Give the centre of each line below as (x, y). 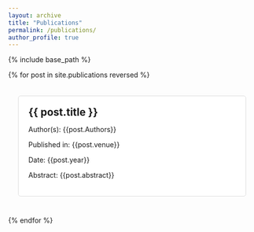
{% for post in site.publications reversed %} (79, 75)
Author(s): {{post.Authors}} (72, 130)
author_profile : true (44, 37)
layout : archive (35, 15)
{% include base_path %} (50, 60)
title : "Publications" (45, 23)
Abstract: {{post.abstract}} (72, 175)
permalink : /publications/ (52, 30)
